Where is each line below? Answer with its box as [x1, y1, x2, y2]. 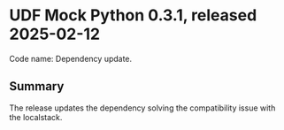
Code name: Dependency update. [9, 53, 133, 64]
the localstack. [9, 111, 63, 122]
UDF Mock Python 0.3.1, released [9, 5, 257, 26]
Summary [9, 79, 65, 94]
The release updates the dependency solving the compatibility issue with [9, 103, 276, 113]
